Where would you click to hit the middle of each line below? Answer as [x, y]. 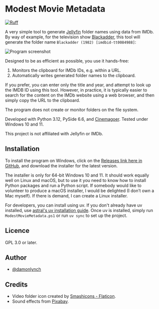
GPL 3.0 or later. [21, 242]
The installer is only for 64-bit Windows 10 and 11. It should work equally [77, 175]
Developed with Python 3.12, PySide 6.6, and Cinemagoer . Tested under [77, 119]
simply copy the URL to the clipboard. [43, 100]
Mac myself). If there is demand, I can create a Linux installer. [66, 195]
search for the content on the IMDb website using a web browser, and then [80, 95]
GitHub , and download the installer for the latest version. [61, 165]
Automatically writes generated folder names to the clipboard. [74, 75]
